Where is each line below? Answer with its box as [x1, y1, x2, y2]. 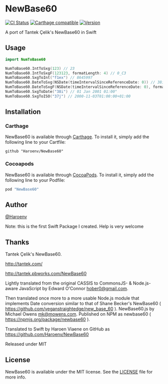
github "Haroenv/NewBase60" [5, 149, 64, 154]
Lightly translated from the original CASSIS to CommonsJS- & [5, 280, 132, 286]
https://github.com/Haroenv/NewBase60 [5, 332, 89, 338]
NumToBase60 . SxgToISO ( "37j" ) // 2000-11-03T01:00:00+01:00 [5, 93, 131, 99]
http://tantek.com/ [5, 261, 42, 267]
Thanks [5, 238, 29, 246]
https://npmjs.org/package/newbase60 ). [5, 317, 90, 323]
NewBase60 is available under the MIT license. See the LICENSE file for [5, 369, 153, 375]
